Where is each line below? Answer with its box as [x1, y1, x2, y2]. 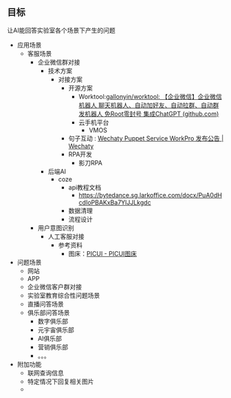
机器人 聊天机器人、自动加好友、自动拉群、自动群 [78, 101, 219, 109]
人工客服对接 [47, 232, 85, 240]
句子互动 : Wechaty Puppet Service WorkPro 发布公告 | [68, 134, 224, 143]
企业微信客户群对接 [27, 282, 82, 291]
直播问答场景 [27, 300, 64, 308]
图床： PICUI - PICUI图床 [68, 249, 137, 258]
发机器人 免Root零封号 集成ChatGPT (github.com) [78, 109, 219, 118]
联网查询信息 [27, 368, 64, 377]
